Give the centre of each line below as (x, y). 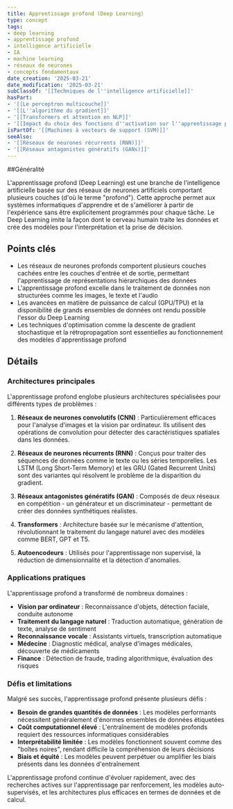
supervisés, (24, 792)
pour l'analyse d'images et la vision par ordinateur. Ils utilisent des (112, 424)
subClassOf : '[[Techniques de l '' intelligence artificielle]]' (101, 91)
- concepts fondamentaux (43, 72)
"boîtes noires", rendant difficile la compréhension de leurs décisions (116, 749)
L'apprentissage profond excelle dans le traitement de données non (113, 288)
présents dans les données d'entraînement (78, 764)
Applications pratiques (46, 578)
